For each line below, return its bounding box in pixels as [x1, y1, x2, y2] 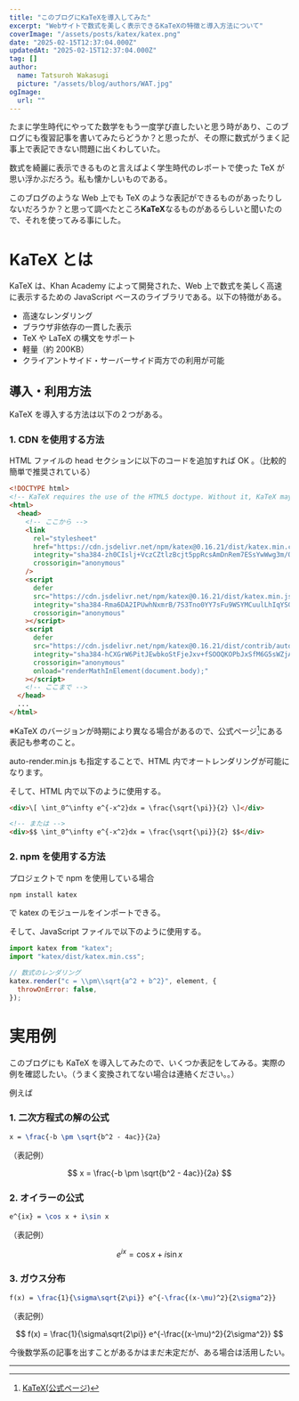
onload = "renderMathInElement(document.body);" [32, 666, 209, 675]
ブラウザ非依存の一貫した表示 [21, 322, 132, 332]
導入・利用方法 [9, 384, 92, 399]
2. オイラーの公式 [9, 1191, 85, 1203]
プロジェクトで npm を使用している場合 [9, 872, 155, 883]
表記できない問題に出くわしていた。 [32, 143, 166, 154]
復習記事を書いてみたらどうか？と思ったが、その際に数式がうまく [39, 133, 282, 143]
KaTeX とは [9, 249, 93, 270]
